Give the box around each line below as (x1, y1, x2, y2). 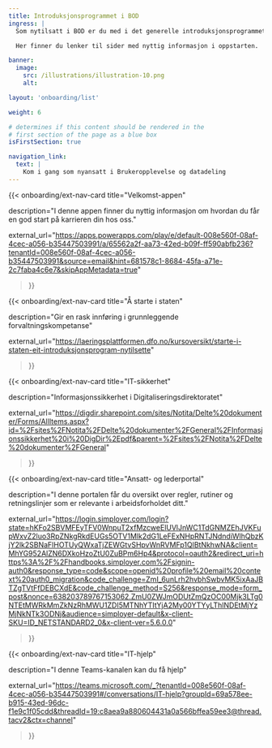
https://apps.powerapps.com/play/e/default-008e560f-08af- (55, 230, 259, 240)
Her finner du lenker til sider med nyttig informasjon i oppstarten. (15, 41, 259, 50)
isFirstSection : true (8, 138, 82, 146)
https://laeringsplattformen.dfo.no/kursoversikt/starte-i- (55, 336, 242, 346)
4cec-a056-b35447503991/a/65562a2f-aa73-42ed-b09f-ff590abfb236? (8, 239, 253, 249)
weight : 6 (8, 108, 42, 116)
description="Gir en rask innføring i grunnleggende (8, 312, 180, 322)
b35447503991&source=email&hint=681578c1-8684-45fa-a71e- (8, 256, 223, 266)
